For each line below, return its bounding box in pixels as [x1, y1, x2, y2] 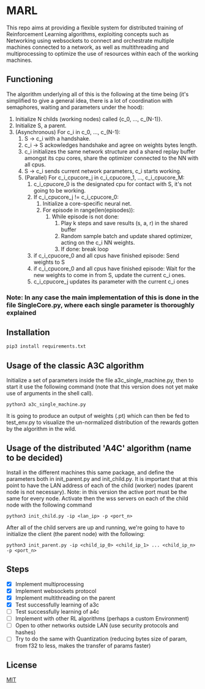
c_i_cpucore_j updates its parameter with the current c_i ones [33, 278, 189, 285]
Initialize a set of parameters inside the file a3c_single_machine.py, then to [6, 377, 194, 384]
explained [6, 308, 37, 317]
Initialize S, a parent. [15, 122, 67, 129]
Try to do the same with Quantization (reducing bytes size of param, [15, 635, 188, 642]
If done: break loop [61, 245, 109, 253]
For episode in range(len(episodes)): [42, 206, 135, 214]
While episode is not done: [51, 212, 119, 220]
